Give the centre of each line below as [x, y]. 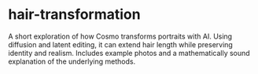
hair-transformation [74, 15]
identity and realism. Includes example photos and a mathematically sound [129, 53]
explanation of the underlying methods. [72, 61]
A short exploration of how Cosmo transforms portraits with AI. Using [120, 36]
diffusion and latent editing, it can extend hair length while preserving [121, 44]
